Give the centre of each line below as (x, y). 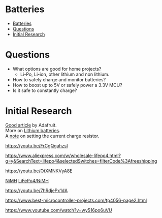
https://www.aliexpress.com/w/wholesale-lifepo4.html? (63, 155)
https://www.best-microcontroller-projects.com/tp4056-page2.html (76, 200)
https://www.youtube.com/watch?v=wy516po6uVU (59, 210)
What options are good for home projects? (57, 69)
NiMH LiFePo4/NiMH (27, 180)
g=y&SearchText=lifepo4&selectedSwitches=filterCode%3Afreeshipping (81, 161)
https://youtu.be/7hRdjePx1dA (37, 190)
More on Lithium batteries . (33, 130)
